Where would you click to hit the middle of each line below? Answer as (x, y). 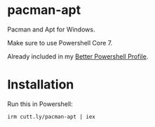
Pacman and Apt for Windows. (51, 29)
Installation (41, 85)
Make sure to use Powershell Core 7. (60, 43)
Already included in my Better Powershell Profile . (78, 56)
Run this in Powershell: (40, 104)
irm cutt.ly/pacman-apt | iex (52, 117)
